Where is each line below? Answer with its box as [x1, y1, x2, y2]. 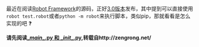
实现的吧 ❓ [6, 20, 32, 26]
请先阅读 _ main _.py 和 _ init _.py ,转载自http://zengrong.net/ [6, 34, 152, 41]
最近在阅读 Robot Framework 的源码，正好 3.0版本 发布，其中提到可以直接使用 [6, 5, 194, 12]
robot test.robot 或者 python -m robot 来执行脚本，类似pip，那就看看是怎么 [6, 12, 191, 19]
